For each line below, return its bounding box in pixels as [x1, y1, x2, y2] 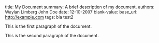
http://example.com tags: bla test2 [5, 14, 73, 20]
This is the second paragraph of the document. [5, 33, 99, 38]
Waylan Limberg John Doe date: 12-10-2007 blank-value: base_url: [5, 9, 138, 15]
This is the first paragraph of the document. [5, 23, 92, 29]
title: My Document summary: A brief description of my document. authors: [5, 4, 155, 10]
